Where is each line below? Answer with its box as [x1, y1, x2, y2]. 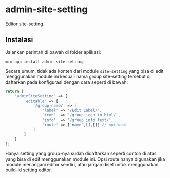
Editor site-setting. [5, 21, 45, 27]
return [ [5, 89, 24, 94]
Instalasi [5, 35, 33, 44]
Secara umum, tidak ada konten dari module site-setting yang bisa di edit [5, 68, 164, 74]
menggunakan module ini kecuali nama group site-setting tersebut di [5, 73, 151, 80]
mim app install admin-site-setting [5, 59, 84, 64]
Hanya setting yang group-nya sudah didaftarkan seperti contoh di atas [5, 150, 157, 157]
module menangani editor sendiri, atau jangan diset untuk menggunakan [5, 162, 159, 168]
